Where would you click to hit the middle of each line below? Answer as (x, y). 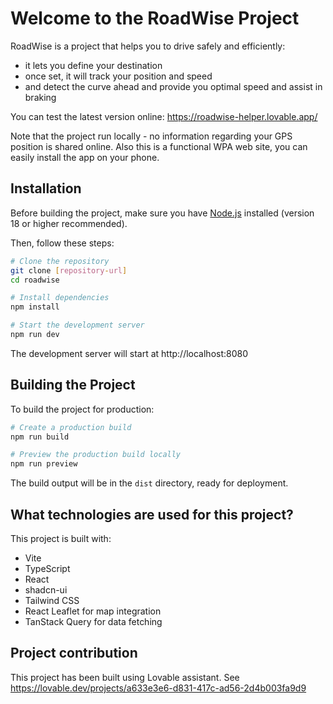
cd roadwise (35, 280)
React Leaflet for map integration (93, 611)
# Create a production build (71, 427)
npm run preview (44, 464)
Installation (46, 188)
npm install (35, 307)
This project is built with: (61, 538)
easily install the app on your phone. (85, 157)
